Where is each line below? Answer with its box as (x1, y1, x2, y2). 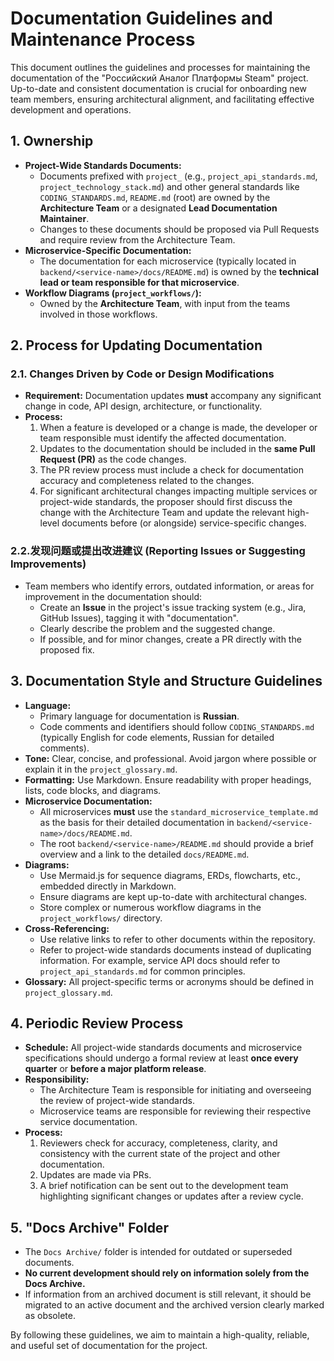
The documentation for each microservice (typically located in (39, 255, 297, 267)
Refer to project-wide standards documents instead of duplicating (39, 943, 312, 956)
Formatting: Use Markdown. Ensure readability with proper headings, (24, 773, 312, 786)
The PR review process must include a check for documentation (39, 464, 305, 476)
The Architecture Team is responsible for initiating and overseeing (39, 1084, 312, 1096)
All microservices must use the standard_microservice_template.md (39, 805, 319, 817)
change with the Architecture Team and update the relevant (39, 507, 285, 519)
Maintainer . (39, 212, 90, 224)
